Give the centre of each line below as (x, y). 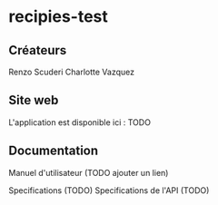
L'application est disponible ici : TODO (80, 122)
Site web (34, 100)
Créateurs (38, 50)
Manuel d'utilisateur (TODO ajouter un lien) (89, 172)
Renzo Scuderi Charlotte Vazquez (72, 72)
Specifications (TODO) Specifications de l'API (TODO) (109, 190)
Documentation (54, 151)
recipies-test (58, 17)
